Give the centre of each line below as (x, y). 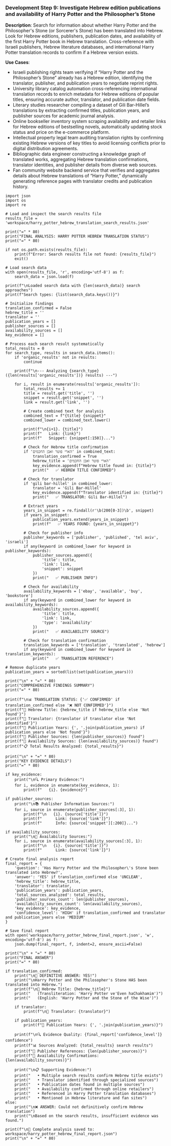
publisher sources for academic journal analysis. (64, 116)
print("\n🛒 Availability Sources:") (54, 837)
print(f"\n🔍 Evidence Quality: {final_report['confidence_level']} (88, 1035)
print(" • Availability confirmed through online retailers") (84, 1089)
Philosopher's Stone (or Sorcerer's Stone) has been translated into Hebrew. (84, 31)
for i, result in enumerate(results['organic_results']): (77, 384)
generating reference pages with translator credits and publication (82, 181)
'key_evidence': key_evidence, (48, 909)
